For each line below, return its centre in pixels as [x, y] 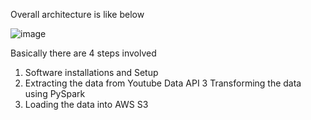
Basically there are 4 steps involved [83, 53]
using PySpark [55, 93]
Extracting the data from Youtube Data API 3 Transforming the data [163, 83]
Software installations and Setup [91, 72]
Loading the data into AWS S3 [86, 104]
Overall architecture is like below [77, 14]
